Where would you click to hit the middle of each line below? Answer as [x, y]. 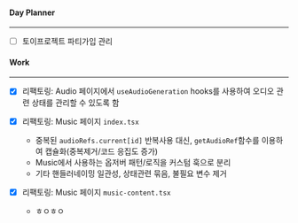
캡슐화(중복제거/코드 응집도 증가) [101, 151]
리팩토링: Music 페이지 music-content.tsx [96, 192]
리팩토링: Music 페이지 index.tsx [80, 121]
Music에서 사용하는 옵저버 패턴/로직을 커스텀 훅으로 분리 [133, 162]
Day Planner [32, 12]
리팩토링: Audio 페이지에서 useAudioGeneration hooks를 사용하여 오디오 [148, 91]
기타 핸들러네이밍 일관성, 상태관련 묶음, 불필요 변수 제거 [131, 173]
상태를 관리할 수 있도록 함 [75, 103]
